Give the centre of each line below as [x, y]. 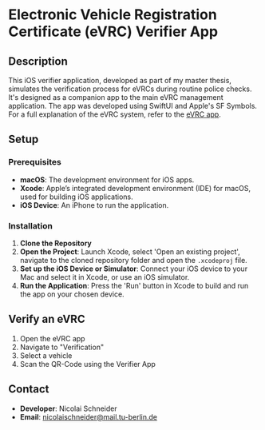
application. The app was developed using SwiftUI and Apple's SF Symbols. [133, 106]
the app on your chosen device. [72, 294]
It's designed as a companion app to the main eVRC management [116, 97]
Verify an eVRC [47, 319]
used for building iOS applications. [76, 197]
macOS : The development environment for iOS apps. [107, 179]
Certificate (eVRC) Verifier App [113, 32]
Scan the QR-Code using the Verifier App [87, 364]
